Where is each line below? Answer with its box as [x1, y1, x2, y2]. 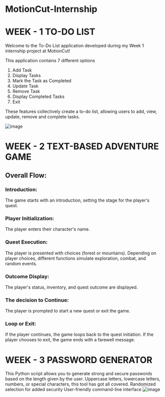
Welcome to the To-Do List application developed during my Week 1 [5, 43, 144, 49]
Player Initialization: [5, 215, 55, 222]
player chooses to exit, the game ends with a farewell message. [5, 337, 135, 343]
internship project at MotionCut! [5, 48, 71, 54]
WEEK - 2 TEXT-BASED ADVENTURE [5, 141, 159, 152]
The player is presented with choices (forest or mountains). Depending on [5, 250, 157, 256]
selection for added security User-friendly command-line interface [5, 387, 142, 393]
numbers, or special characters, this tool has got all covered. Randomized [5, 381, 156, 387]
